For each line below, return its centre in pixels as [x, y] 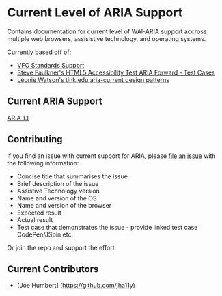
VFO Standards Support [51, 65]
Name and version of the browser [64, 205]
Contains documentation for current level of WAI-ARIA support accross [107, 31]
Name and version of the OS [57, 198]
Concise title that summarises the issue [72, 176]
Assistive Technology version [58, 191]
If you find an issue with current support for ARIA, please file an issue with [112, 156]
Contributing [35, 139]
